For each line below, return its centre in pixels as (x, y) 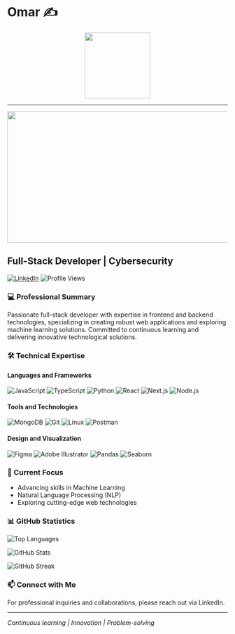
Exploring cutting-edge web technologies (77, 502)
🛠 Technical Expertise (46, 355)
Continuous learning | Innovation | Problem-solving (81, 623)
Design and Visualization (44, 438)
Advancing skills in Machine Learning (71, 487)
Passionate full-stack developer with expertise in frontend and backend (110, 315)
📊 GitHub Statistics (41, 521)
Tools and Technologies (43, 407)
